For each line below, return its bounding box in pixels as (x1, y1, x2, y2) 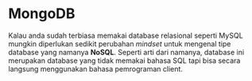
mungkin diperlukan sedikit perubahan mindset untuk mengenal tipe (8, 39, 231, 48)
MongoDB (8, 5, 76, 23)
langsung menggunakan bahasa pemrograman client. (8, 64, 183, 73)
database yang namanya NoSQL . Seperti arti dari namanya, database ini (8, 47, 245, 57)
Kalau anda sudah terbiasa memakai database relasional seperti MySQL (8, 31, 244, 40)
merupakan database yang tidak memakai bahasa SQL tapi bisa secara (8, 56, 241, 65)
